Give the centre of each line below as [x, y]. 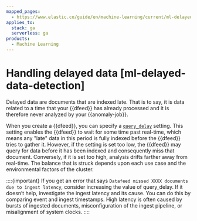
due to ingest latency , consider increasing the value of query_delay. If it [94, 187]
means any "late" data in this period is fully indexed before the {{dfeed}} [93, 138]
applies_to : [21, 22]
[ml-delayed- [153, 73]
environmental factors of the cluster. [50, 169]
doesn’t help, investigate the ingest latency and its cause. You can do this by [98, 193]
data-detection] [45, 86]
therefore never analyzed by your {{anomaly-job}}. [67, 114]
